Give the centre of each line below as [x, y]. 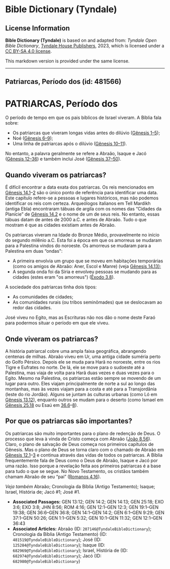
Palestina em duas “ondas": [34, 251]
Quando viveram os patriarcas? [56, 175]
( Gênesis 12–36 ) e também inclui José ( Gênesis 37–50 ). [63, 159]
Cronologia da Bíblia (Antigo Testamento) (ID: [60, 534]
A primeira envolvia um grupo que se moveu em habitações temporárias [88, 261]
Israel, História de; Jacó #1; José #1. [43, 492]
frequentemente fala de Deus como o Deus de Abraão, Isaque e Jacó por [82, 460]
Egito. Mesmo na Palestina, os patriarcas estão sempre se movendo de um [83, 378]
